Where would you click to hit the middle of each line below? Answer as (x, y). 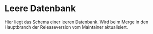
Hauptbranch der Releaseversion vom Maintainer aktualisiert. (66, 27)
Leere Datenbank (40, 8)
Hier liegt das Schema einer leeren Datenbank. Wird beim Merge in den (76, 22)
